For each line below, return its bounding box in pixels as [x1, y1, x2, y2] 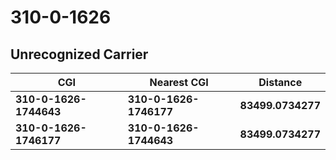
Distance [258, 76, 303, 89]
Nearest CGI [149, 76, 209, 89]
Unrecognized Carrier [10, 46, 149, 63]
